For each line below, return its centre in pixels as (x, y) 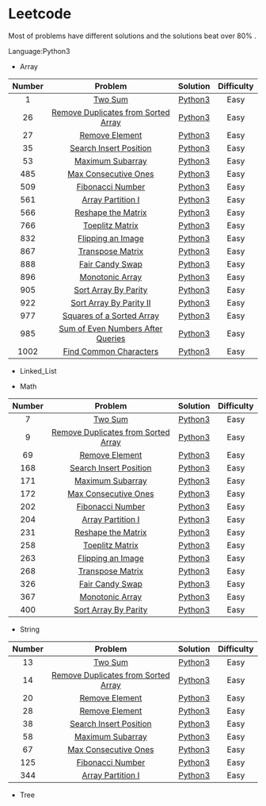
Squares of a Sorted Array (111, 316)
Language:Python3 (39, 51)
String (30, 629)
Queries (111, 338)
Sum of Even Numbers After (111, 328)
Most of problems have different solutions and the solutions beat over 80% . (133, 36)
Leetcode (40, 14)
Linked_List (38, 370)
